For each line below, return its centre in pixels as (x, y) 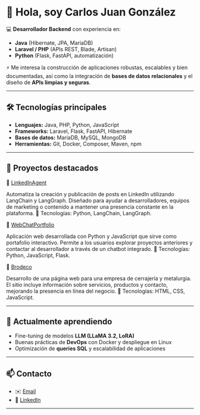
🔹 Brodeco (19, 267)
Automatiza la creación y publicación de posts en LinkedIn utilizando (90, 194)
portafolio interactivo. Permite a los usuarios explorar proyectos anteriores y (99, 242)
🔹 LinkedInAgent (26, 182)
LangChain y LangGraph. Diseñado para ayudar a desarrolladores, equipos (98, 200)
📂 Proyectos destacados (52, 168)
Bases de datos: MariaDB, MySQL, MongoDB (71, 137)
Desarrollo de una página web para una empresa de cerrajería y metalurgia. (99, 278)
